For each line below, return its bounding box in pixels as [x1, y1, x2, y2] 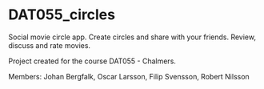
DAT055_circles [8, 6, 116, 24]
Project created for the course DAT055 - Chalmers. [8, 56, 176, 66]
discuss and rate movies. [8, 40, 90, 50]
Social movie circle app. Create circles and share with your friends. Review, [8, 32, 256, 42]
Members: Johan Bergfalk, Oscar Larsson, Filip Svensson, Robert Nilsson [8, 71, 250, 81]
